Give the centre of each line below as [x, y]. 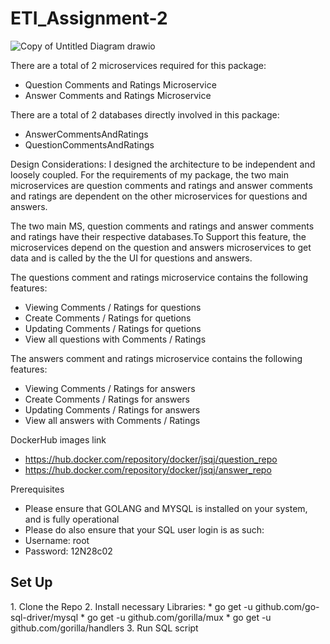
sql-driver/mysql [44, 617]
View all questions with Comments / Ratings [115, 339]
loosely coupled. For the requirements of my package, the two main [149, 174]
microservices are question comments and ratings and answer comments [161, 185]
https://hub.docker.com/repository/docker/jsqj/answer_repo [148, 469]
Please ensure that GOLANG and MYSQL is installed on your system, [166, 508]
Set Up [31, 582]
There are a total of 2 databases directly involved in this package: [145, 114]
